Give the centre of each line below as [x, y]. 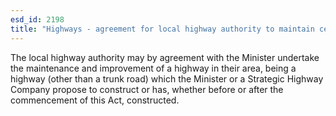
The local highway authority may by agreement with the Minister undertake [165, 57]
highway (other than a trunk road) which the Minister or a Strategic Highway [167, 78]
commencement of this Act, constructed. [95, 100]
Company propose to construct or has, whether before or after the [147, 89]
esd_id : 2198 [37, 19]
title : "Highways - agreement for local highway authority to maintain [162, 29]
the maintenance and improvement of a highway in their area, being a [153, 68]
